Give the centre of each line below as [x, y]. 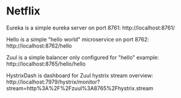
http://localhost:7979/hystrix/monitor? [53, 82]
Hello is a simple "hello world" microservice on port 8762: [78, 39]
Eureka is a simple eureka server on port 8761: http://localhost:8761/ [91, 28]
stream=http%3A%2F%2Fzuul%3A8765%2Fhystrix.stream [80, 88]
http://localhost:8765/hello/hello [46, 64]
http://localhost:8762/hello [39, 46]
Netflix [23, 11]
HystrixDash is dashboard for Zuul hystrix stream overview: [80, 75]
